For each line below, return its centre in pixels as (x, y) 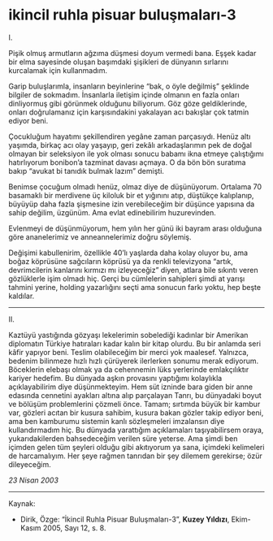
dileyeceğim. (30, 464)
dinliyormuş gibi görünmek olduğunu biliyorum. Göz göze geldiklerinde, (128, 103)
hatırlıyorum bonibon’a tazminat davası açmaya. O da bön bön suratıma (127, 162)
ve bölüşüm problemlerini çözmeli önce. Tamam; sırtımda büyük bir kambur (134, 404)
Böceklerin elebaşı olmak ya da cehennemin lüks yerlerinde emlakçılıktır (129, 369)
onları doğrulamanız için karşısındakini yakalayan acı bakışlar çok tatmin (129, 112)
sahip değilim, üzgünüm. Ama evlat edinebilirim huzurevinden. (113, 212)
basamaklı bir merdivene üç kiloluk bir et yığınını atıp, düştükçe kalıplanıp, (131, 195)
